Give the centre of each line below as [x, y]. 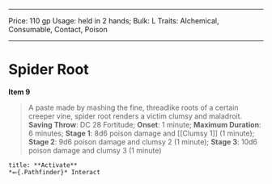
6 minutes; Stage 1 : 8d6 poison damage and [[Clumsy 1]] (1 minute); [141, 133]
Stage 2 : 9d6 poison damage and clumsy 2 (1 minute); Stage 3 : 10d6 [142, 141]
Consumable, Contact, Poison [58, 29]
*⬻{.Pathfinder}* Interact [55, 172]
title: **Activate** [43, 165]
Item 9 [19, 92]
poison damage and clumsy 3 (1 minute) [95, 150]
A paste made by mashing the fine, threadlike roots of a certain [133, 107]
